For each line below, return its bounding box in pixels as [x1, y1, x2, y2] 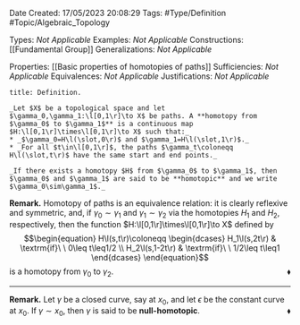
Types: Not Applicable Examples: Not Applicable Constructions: [9, 35, 244, 45]
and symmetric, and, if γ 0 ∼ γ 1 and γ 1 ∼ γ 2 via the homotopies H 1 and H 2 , [9, 208, 280, 220]
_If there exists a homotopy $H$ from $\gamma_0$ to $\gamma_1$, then [9, 167, 278, 175]
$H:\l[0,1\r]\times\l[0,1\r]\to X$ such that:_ [9, 127, 190, 136]
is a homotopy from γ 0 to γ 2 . [9, 266, 114, 278]
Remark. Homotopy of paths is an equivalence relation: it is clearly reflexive [9, 198, 288, 209]
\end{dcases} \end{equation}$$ [90, 252, 210, 262]
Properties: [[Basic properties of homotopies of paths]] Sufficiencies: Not [9, 62, 279, 72]
